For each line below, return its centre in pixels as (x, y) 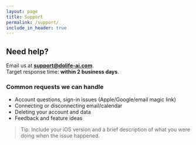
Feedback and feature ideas (48, 118)
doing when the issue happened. (60, 136)
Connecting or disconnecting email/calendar (68, 106)
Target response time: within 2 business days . (62, 72)
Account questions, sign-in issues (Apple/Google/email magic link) (95, 99)
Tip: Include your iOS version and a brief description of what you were (105, 130)
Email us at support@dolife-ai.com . (50, 65)
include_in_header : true (36, 28)
